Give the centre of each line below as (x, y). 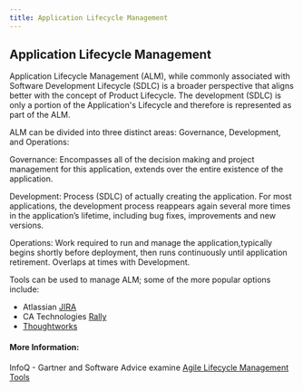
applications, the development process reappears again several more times (150, 206)
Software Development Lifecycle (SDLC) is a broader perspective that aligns (152, 86)
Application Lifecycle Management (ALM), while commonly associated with (150, 76)
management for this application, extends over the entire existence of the (147, 170)
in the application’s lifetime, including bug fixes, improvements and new (143, 216)
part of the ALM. (40, 115)
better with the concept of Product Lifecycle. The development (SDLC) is (145, 95)
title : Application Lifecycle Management (89, 18)
